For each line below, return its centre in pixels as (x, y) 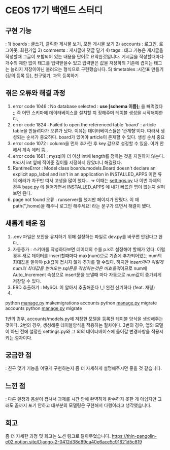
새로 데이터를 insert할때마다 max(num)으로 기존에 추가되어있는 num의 (92, 255)
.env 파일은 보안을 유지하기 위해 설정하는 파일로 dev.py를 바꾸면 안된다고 (85, 236)
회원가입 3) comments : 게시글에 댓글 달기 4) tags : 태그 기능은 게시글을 (92, 50)
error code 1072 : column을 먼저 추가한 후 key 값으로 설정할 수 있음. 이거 (86, 143)
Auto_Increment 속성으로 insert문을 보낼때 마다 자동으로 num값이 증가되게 (87, 274)
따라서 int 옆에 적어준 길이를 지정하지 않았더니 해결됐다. (67, 162)
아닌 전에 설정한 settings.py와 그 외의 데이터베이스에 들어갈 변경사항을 (80, 331)
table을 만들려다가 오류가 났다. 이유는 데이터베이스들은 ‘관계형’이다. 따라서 (86, 130)
